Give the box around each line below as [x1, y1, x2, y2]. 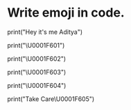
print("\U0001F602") [7, 54, 67, 63]
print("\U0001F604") [7, 81, 67, 89]
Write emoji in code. [7, 5, 125, 21]
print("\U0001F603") [7, 68, 67, 76]
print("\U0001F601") [7, 41, 65, 49]
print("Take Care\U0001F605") [7, 95, 95, 103]
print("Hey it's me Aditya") [7, 28, 83, 36]
